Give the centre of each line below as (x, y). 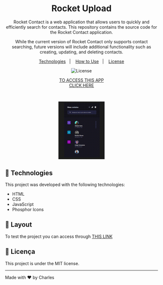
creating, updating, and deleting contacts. (81, 52)
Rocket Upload (81, 8)
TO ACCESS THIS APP (81, 80)
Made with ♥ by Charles (30, 277)
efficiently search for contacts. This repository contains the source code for (81, 27)
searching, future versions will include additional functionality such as (81, 47)
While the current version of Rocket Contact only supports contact (81, 41)
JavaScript (23, 204)
